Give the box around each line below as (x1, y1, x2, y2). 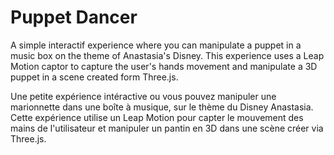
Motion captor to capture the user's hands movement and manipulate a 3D (10, 60, 318, 72)
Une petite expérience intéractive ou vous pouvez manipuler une (10, 90, 277, 102)
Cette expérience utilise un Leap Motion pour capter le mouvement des (10, 111, 304, 123)
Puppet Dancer (10, 6, 138, 29)
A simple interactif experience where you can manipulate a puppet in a (10, 39, 302, 51)
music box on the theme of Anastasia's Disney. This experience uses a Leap (10, 49, 325, 61)
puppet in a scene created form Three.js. (10, 71, 179, 83)
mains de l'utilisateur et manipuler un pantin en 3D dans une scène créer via (10, 122, 324, 134)
